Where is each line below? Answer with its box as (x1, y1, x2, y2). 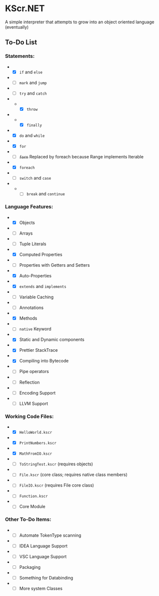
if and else (19, 69, 43, 75)
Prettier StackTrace (19, 347, 58, 353)
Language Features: (5, 204, 53, 210)
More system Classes (19, 586, 63, 592)
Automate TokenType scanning (19, 532, 81, 538)
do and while (19, 132, 45, 138)
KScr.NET (5, 3, 45, 14)
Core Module (19, 504, 46, 510)
